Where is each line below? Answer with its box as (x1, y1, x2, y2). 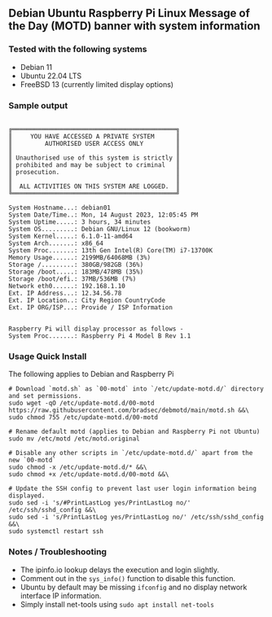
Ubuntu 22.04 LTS (20, 71, 82, 81)
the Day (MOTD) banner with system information (8, 20, 261, 33)
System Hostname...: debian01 (8, 203, 112, 212)
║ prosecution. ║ (8, 168, 181, 176)
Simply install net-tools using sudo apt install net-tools (20, 599, 214, 609)
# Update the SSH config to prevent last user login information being (8, 484, 257, 493)
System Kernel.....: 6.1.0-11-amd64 (8, 232, 133, 240)
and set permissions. (8, 392, 82, 400)
